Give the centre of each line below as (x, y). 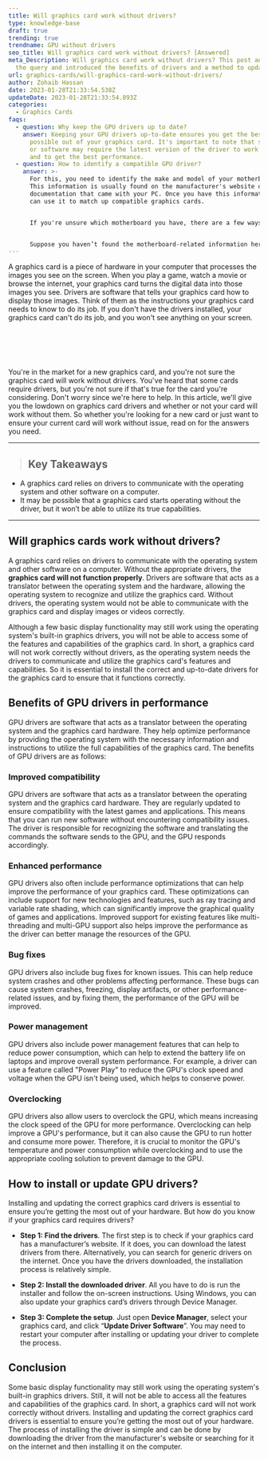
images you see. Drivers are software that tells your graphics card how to (129, 292)
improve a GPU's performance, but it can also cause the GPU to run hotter (130, 1133)
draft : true (28, 30)
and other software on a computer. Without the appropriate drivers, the (125, 569)
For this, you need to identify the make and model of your (131, 179)
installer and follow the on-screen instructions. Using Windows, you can (138, 1293)
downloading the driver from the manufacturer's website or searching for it (131, 1437)
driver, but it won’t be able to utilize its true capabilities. (110, 509)
